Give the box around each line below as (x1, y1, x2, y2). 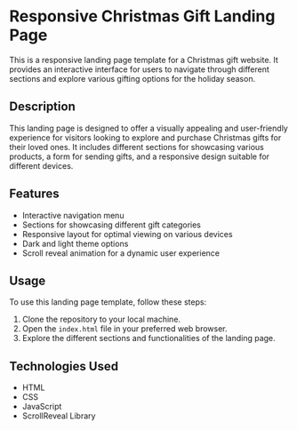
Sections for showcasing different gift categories (21, 219, 202, 230)
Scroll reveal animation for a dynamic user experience (21, 247, 221, 259)
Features (9, 187, 60, 202)
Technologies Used (9, 358, 118, 374)
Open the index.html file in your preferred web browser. (21, 323, 229, 334)
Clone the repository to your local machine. (21, 314, 181, 325)
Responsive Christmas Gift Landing (9, 6, 276, 27)
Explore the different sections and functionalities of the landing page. (21, 333, 276, 344)
